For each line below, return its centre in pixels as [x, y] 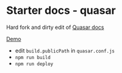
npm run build [33, 57]
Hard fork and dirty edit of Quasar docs [55, 27]
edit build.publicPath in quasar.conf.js [65, 50]
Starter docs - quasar [61, 11]
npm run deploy [34, 64]
